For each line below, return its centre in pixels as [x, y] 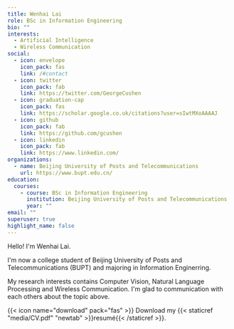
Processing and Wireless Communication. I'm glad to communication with [115, 288]
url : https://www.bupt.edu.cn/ [67, 173]
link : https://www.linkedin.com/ [70, 153]
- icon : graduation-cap [49, 100]
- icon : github [36, 120]
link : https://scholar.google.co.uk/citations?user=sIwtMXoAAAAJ [119, 113]
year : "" [39, 206]
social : [19, 54]
